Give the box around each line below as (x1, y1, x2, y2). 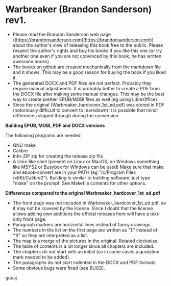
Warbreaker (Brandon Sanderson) (5, 4, 152, 15)
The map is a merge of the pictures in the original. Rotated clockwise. (12, 238, 159, 244)
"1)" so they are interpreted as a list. (12, 232, 88, 238)
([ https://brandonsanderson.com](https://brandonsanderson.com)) (12, 37, 154, 43)
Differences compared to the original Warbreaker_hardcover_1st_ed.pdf (5, 190, 161, 196)
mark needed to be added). (12, 254, 70, 260)
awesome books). (12, 58, 51, 64)
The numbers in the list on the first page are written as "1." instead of (12, 227, 158, 233)
